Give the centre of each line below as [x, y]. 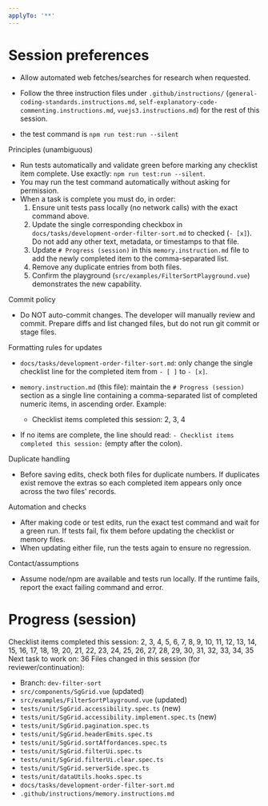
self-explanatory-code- [178, 102]
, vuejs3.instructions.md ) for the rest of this [186, 110]
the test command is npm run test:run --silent [99, 134]
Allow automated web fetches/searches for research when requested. [135, 78]
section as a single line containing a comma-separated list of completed [138, 395]
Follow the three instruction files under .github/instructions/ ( [124, 93]
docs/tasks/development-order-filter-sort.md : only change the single [136, 363]
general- [243, 94]
